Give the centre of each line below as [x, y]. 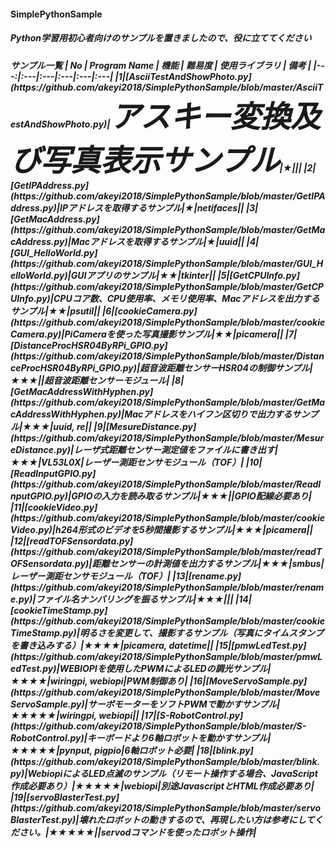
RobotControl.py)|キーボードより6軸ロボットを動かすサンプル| [141, 737]
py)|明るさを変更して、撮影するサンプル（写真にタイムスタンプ [193, 632]
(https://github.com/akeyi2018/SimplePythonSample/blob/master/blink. [165, 761]
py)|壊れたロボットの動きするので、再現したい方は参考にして [188, 819]
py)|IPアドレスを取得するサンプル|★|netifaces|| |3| [150, 207]
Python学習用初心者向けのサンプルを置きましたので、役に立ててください [161, 38]
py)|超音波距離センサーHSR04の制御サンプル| [217, 367]
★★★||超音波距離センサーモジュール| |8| [97, 380]
